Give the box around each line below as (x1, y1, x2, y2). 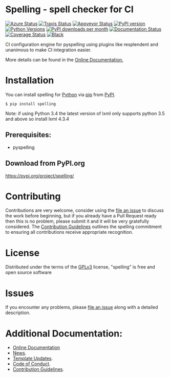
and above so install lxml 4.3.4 (5, 116, 70, 122)
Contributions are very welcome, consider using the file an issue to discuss (5, 207, 164, 213)
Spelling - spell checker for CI (5, 4, 134, 15)
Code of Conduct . (12, 361, 51, 367)
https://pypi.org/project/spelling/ (5, 172, 74, 179)
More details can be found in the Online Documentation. (5, 56, 123, 62)
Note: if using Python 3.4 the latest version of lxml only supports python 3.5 (5, 110, 165, 116)
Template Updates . (12, 356, 53, 362)
